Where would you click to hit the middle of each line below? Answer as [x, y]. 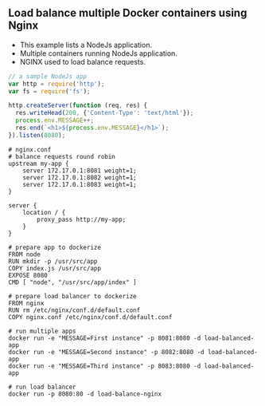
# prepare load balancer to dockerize [72, 296]
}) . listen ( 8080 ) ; [37, 135]
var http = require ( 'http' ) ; [57, 84]
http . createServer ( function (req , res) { [78, 106]
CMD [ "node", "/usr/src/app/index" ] [72, 282]
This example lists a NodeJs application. [86, 45]
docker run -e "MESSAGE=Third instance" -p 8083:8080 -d [105, 366]
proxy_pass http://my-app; [82, 219]
